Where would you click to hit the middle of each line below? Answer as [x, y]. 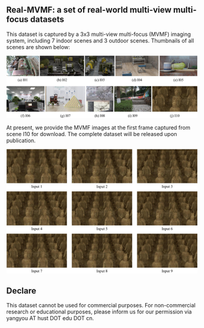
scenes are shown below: [38, 47]
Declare [21, 291]
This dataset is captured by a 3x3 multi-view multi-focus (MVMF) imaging [99, 34]
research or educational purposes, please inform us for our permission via [99, 312]
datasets [47, 20]
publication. [21, 141]
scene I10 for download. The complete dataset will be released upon [92, 134]
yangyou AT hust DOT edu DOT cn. [50, 318]
